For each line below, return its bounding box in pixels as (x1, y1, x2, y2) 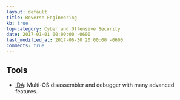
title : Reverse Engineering (6, 15, 78, 21)
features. (15, 87, 38, 95)
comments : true (6, 43, 45, 49)
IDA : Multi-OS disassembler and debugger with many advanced (15, 81, 175, 88)
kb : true (6, 20, 28, 26)
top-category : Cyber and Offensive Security (6, 25, 121, 32)
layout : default (6, 8, 47, 15)
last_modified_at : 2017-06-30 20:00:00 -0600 (6, 37, 123, 43)
